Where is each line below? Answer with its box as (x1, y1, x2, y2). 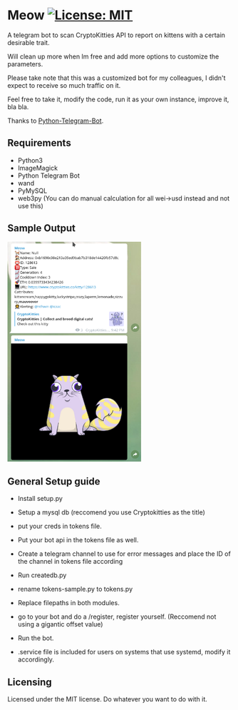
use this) (17, 201, 44, 210)
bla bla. (7, 102, 29, 111)
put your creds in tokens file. (17, 522, 102, 531)
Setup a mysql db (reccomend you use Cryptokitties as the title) (17, 508, 205, 517)
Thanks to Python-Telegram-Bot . (7, 116, 104, 125)
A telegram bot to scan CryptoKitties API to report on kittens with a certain (7, 31, 226, 39)
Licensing (7, 676, 52, 688)
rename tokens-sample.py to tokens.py (17, 585, 133, 594)
